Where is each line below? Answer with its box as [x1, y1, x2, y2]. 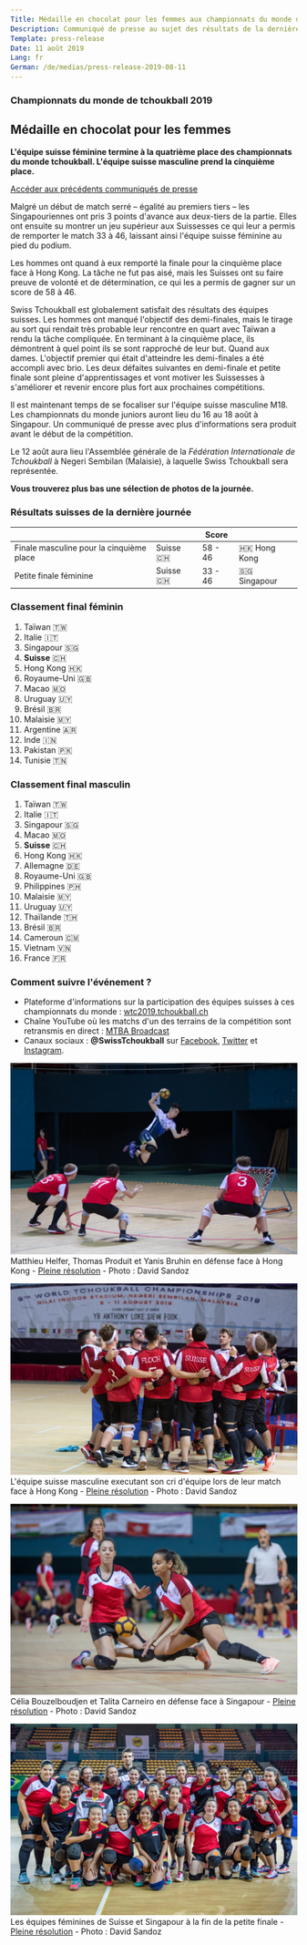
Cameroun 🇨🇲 [23, 932, 80, 943]
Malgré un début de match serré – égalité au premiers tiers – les [10, 201, 250, 211]
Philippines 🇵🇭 [23, 880, 82, 892]
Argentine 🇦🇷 [23, 724, 77, 735]
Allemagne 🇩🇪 [23, 860, 81, 871]
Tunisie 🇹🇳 [23, 755, 67, 766]
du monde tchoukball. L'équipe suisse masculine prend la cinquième [10, 156, 275, 167]
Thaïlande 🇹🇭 [23, 911, 78, 922]
